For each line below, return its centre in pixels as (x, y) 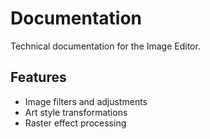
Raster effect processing (75, 123)
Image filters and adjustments (86, 101)
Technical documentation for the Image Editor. (105, 46)
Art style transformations (76, 112)
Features (38, 77)
